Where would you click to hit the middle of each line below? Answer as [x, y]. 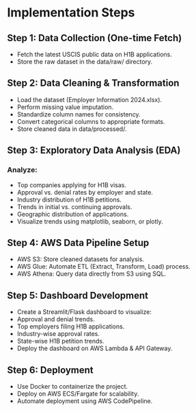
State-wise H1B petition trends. [60, 341]
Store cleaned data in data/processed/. [72, 129]
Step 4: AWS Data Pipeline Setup [78, 242]
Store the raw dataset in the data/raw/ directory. [85, 62]
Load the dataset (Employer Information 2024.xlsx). [89, 99]
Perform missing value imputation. [65, 107]
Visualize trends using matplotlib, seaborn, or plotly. [90, 221]
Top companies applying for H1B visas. [72, 185]
